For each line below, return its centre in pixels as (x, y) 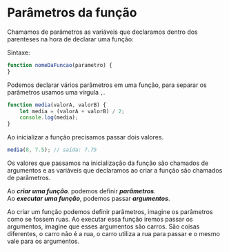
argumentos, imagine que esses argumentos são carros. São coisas (103, 226)
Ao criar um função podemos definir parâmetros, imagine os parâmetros (110, 212)
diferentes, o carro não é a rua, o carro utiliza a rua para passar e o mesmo (114, 234)
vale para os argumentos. (43, 241)
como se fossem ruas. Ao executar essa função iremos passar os (100, 220)
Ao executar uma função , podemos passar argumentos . (89, 199)
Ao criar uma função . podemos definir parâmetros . (82, 191)
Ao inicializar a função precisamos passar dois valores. (86, 137)
